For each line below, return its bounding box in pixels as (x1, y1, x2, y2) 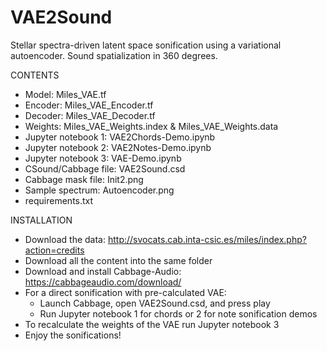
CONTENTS (10, 69, 60, 81)
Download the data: (24, 233, 106, 245)
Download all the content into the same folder (24, 254, 213, 266)
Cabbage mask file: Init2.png (24, 173, 144, 185)
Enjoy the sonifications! (24, 329, 122, 341)
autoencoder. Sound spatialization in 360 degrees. (10, 49, 218, 61)
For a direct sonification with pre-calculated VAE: (24, 286, 227, 298)
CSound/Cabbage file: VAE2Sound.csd (24, 162, 186, 175)
